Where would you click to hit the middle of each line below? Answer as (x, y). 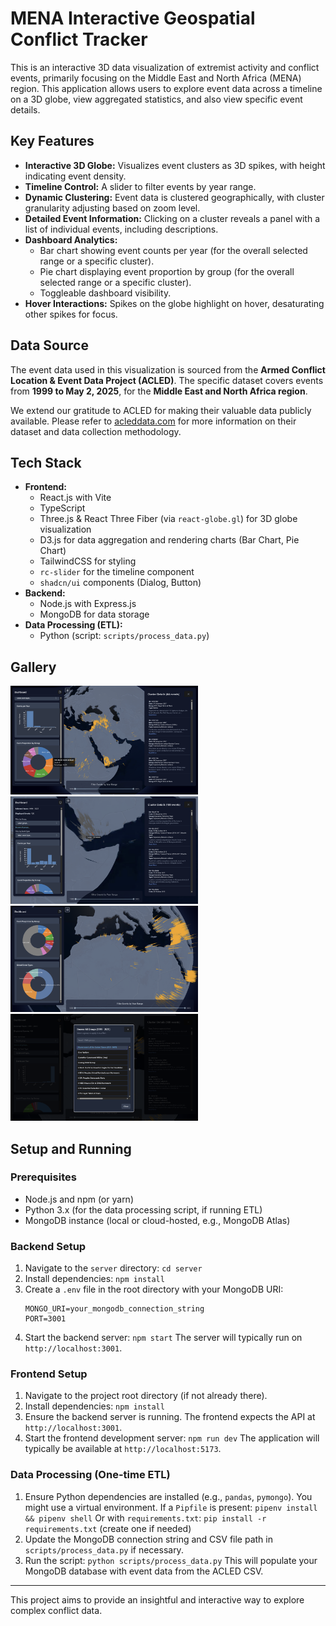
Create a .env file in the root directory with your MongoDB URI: (154, 1289)
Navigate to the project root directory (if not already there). (146, 1396)
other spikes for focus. (71, 314)
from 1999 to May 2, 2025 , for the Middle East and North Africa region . (159, 391)
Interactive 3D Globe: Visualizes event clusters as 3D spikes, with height (175, 165)
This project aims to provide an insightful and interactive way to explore (157, 1599)
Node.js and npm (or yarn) (79, 1199)
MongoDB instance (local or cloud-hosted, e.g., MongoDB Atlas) (157, 1220)
